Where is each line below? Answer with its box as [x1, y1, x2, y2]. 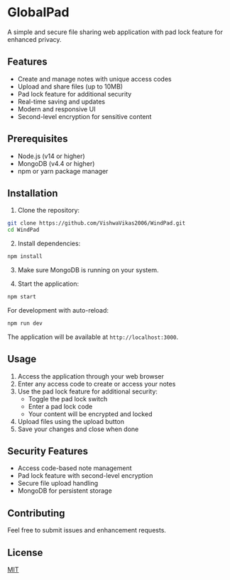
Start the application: [17, 279, 80, 288]
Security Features [7, 445, 89, 457]
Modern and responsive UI [17, 104, 96, 113]
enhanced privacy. [7, 35, 62, 43]
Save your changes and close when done [17, 425, 139, 433]
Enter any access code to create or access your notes [17, 379, 176, 388]
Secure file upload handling [17, 479, 99, 488]
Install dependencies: [17, 239, 81, 248]
